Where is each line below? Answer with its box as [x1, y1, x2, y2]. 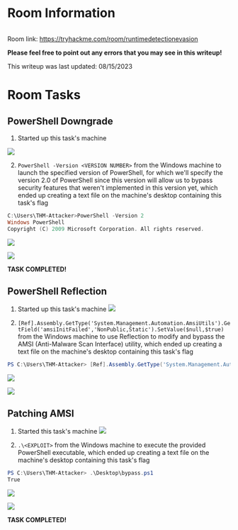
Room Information [7, 5, 115, 21]
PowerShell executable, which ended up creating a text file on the [17, 449, 210, 457]
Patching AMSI [7, 407, 74, 419]
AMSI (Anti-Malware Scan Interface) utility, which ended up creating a [17, 340, 222, 349]
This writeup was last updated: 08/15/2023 [7, 62, 133, 70]
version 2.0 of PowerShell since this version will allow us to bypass [17, 176, 213, 184]
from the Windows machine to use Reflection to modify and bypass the [17, 332, 225, 341]
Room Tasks [7, 87, 81, 103]
